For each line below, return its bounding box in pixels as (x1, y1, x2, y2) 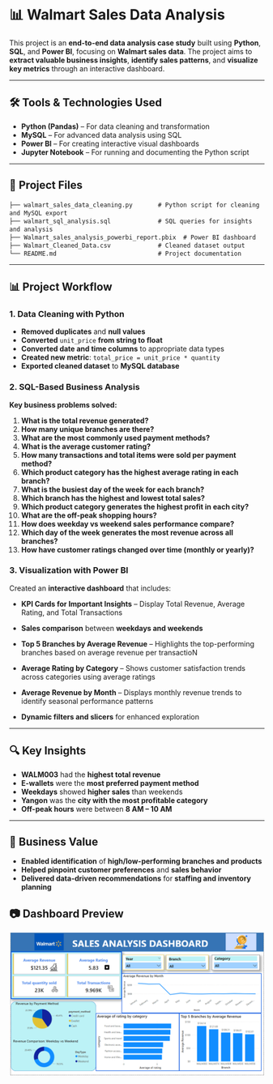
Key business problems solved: (9, 399, 117, 409)
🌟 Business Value (9, 835, 99, 849)
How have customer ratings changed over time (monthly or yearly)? (20, 544, 254, 554)
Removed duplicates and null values (20, 326, 146, 336)
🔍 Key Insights (9, 744, 87, 758)
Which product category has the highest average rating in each (20, 467, 239, 477)
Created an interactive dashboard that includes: (9, 583, 172, 593)
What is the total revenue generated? (20, 416, 149, 425)
